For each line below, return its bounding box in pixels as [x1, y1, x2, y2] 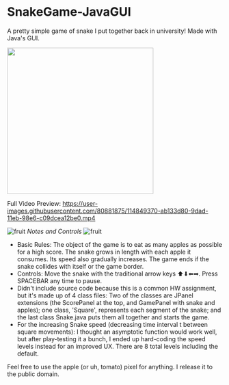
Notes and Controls [27, 227, 82, 235]
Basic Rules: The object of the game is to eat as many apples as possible [16, 240, 223, 248]
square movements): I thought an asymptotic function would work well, [16, 328, 217, 336]
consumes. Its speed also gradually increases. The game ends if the [16, 254, 210, 263]
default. [16, 349, 39, 358]
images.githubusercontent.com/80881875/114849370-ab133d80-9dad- [7, 207, 208, 215]
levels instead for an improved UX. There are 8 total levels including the [16, 342, 219, 350]
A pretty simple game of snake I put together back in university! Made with [7, 27, 217, 35]
